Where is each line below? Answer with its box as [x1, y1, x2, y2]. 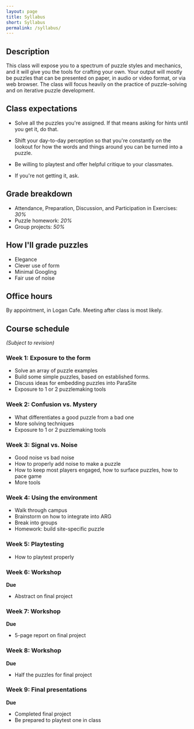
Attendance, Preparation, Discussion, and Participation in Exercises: [14, 204, 178, 211]
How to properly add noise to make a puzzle [14, 460, 121, 467]
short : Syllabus [6, 19, 45, 25]
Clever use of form [14, 262, 60, 269]
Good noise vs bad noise [14, 454, 75, 461]
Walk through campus [14, 507, 68, 514]
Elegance [14, 256, 37, 263]
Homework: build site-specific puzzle [14, 525, 105, 532]
